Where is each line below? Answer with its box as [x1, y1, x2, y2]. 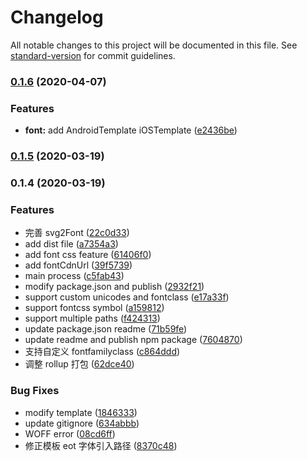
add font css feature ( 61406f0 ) [24, 249, 152, 261]
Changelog [10, 6, 104, 29]
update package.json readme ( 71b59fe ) [24, 323, 188, 335]
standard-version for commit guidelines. [10, 49, 176, 61]
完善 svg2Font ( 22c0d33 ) [24, 227, 130, 239]
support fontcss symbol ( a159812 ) [24, 302, 165, 314]
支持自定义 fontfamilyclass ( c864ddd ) [24, 346, 181, 358]
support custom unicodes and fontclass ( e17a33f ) [24, 291, 230, 303]
